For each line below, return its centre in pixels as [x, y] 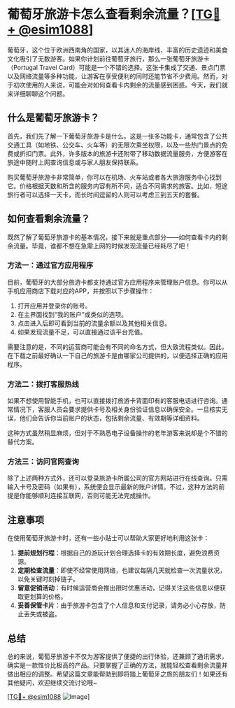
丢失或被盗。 [42, 614]
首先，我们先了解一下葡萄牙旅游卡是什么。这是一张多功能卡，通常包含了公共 [117, 136]
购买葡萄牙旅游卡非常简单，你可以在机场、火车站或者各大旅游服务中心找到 [114, 177]
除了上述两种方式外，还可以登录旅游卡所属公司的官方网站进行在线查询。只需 [117, 478]
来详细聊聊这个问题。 [38, 93]
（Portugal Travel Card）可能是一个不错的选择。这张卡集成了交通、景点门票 [116, 67]
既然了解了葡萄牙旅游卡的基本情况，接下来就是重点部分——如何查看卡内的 [114, 237]
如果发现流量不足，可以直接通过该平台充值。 [82, 332]
